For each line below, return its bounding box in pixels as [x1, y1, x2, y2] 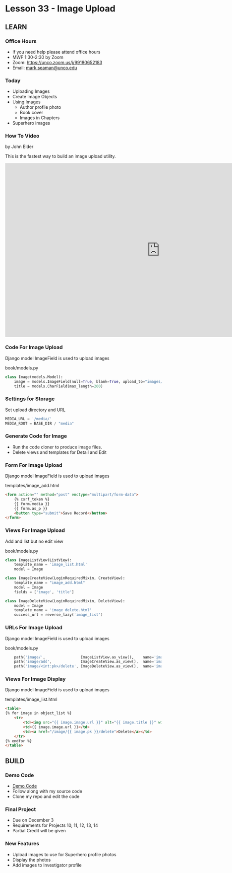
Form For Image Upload [5, 461, 63, 468]
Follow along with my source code [12, 788, 83, 794]
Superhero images [12, 120, 51, 126]
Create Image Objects [12, 94, 57, 100]
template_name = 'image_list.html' [14, 562, 88, 567]
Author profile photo [19, 104, 61, 110]
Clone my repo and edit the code [12, 793, 80, 800]
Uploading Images [12, 88, 50, 94]
